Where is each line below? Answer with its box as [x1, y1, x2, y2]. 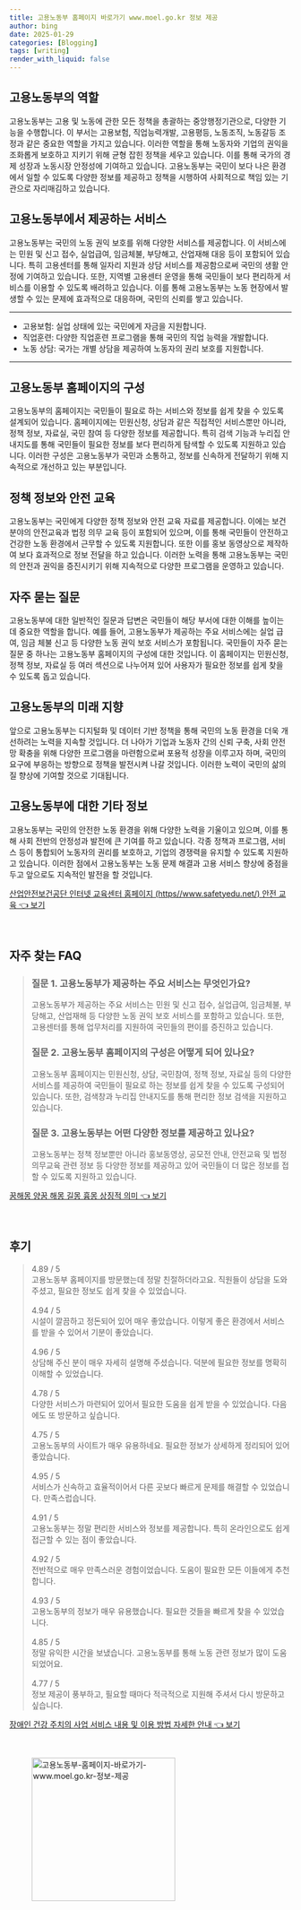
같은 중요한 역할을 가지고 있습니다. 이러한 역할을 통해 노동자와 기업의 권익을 [25, 138, 289, 149]
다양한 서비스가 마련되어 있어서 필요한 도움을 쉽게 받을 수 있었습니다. [30, 1398, 271, 1409]
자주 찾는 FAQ [9, 948, 82, 964]
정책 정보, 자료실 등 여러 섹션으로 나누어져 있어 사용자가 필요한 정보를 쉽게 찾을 [9, 660, 284, 670]
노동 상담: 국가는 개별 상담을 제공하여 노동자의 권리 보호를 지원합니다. [21, 342, 264, 354]
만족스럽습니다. [43, 1492, 97, 1503]
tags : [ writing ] [9, 47, 70, 56]
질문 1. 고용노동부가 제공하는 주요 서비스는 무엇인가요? [30, 978, 251, 990]
